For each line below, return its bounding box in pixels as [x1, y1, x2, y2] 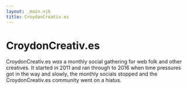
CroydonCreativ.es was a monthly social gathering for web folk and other [6, 58, 182, 65]
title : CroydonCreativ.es [6, 14, 69, 20]
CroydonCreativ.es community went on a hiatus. [6, 77, 122, 84]
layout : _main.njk [6, 8, 51, 15]
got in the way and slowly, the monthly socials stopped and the [6, 70, 158, 77]
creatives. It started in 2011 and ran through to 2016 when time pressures [6, 65, 182, 72]
